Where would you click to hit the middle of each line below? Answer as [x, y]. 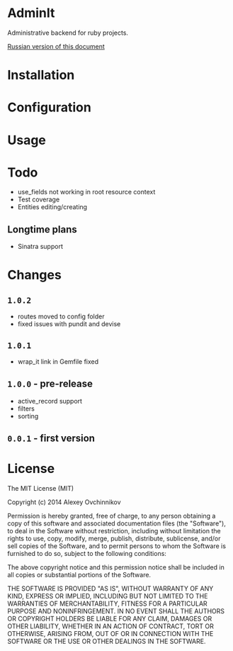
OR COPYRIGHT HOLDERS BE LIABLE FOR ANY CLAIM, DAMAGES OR [110, 619]
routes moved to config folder [61, 316]
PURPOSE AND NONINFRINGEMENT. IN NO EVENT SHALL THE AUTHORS [116, 611]
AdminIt [31, 13]
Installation [41, 75]
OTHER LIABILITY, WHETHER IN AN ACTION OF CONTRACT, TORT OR [110, 626]
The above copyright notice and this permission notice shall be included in [116, 567]
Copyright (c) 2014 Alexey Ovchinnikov [64, 502]
